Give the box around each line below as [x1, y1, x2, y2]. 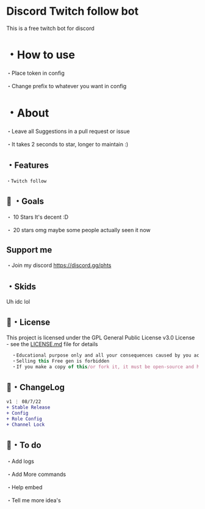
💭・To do [6, 440, 41, 451]
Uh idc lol [6, 298, 31, 306]
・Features [6, 160, 49, 171]
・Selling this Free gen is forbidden [12, 358, 110, 364]
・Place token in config [6, 69, 65, 77]
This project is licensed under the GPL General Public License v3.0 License [6, 334, 195, 341]
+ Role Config [6, 415, 43, 422]
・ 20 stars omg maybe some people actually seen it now [6, 227, 151, 234]
